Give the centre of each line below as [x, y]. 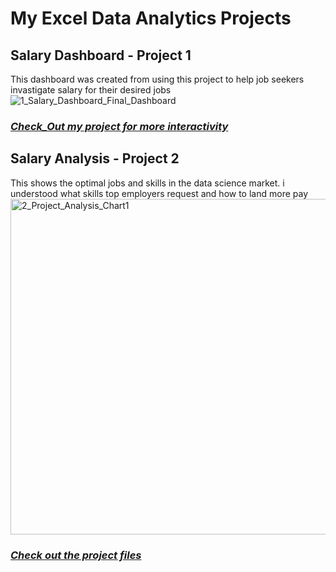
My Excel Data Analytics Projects [151, 18]
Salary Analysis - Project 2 [95, 158]
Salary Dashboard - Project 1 [101, 55]
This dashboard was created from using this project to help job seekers [157, 79]
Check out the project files [76, 555]
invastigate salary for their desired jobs [91, 90]
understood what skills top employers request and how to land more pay [159, 193]
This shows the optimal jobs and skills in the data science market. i [147, 183]
